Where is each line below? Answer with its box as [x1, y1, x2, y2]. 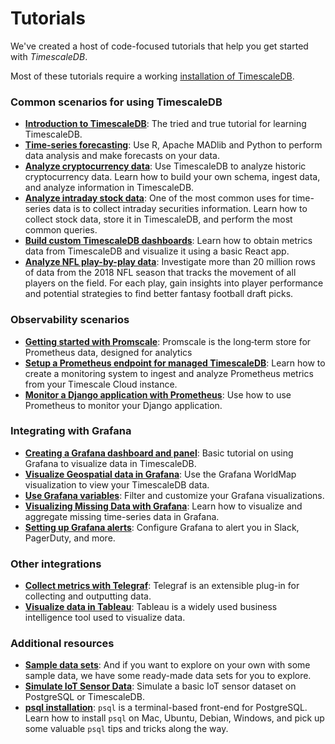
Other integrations [10, 557, 102, 571]
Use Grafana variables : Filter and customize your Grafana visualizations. [24, 489, 325, 501]
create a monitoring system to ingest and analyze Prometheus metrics [24, 367, 314, 379]
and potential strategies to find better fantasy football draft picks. [24, 288, 294, 300]
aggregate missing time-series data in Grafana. [24, 510, 220, 522]
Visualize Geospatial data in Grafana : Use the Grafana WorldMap [24, 468, 297, 480]
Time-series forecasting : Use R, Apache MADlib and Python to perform [24, 139, 323, 151]
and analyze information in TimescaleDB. [24, 182, 195, 194]
